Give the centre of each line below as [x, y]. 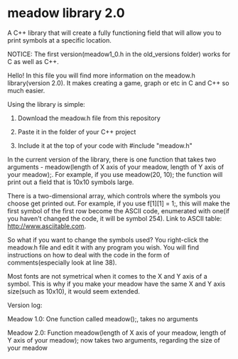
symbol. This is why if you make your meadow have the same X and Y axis [117, 284]
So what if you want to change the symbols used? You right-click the [108, 240]
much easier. [26, 90]
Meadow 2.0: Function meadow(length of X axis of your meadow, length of [117, 333]
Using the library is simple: [46, 104]
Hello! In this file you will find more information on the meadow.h [101, 75]
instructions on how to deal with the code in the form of [89, 254]
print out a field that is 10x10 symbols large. [71, 182]
